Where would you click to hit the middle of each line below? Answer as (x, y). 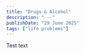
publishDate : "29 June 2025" (43, 23)
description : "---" (31, 17)
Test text (17, 46)
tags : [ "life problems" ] (37, 28)
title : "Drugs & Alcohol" (39, 12)
